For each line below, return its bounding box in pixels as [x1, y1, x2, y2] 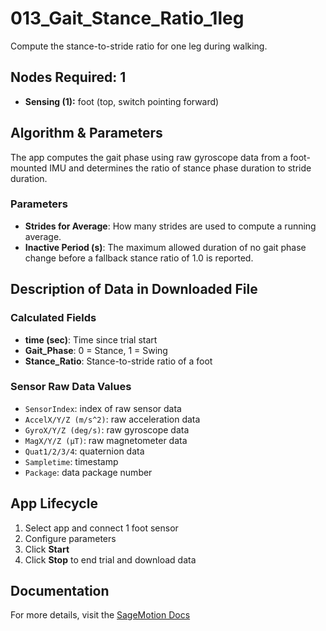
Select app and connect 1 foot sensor [24, 522, 179, 534]
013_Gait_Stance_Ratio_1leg [10, 7, 245, 30]
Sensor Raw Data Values [10, 380, 132, 394]
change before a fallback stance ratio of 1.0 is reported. [24, 252, 254, 264]
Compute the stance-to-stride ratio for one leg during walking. [10, 40, 268, 52]
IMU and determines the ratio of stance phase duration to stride [49, 162, 312, 174]
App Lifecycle [10, 495, 98, 512]
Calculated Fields [10, 311, 97, 325]
